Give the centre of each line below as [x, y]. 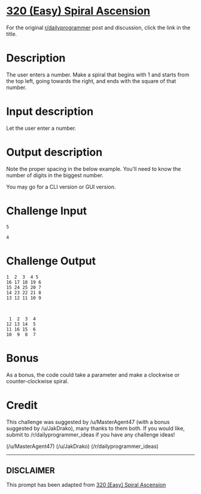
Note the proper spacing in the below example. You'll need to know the [94, 169]
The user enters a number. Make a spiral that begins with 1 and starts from [98, 74]
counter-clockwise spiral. [37, 381]
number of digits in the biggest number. [55, 175]
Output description [54, 152]
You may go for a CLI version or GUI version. [61, 187]
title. [12, 33]
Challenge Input [47, 211]
